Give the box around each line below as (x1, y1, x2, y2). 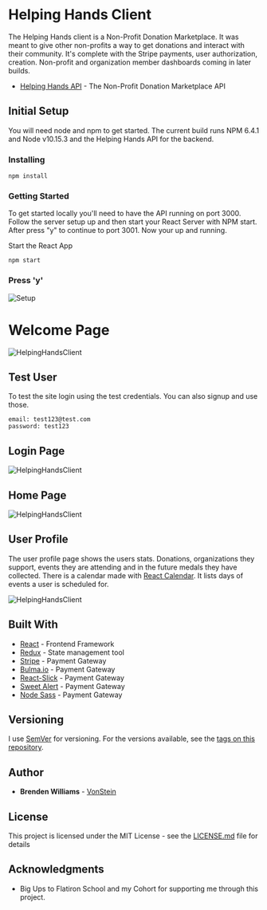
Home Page (8, 488, 67, 502)
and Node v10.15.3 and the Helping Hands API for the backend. (8, 134, 214, 144)
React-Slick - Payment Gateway (19, 672, 125, 683)
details (8, 840, 30, 849)
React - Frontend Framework (19, 639, 115, 648)
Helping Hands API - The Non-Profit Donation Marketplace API (19, 81, 226, 91)
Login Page (8, 444, 65, 458)
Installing (8, 154, 45, 165)
